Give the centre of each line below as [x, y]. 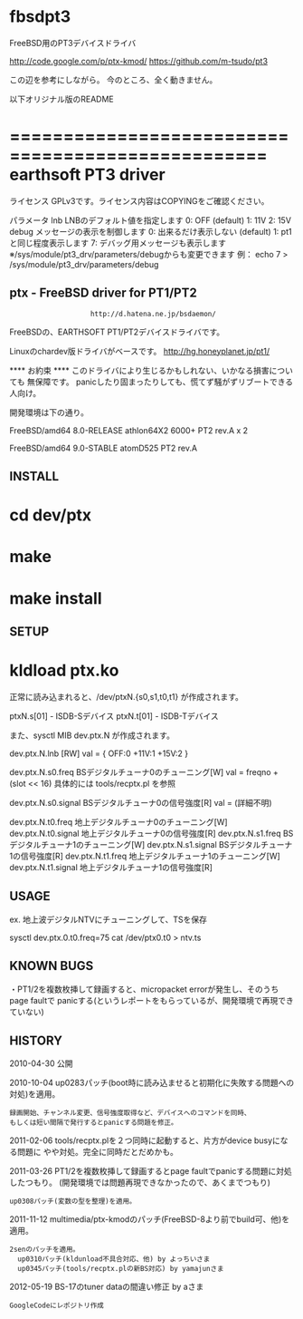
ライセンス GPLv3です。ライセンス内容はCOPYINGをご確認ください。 [139, 200]
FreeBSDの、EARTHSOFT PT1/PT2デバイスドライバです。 [117, 332]
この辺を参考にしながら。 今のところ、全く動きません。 [114, 80]
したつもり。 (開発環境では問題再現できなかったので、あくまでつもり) [140, 1183]
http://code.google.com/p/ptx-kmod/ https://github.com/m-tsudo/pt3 [139, 61]
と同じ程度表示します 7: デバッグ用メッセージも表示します [118, 243]
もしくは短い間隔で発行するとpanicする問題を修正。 [94, 1123]
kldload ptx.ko [64, 670]
